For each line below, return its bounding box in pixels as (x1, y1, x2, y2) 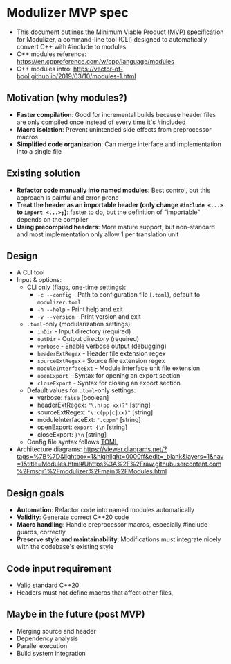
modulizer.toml (37, 299, 81, 306)
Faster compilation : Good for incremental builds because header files (16, 110, 216, 119)
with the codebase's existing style (16, 543, 114, 551)
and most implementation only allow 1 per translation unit (16, 230, 179, 238)
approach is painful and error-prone (16, 193, 119, 202)
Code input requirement (6, 563, 112, 575)
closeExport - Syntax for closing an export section (37, 379, 181, 387)
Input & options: (16, 276, 62, 284)
